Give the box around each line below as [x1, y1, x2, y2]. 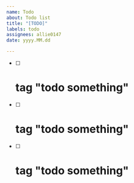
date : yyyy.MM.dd [6, 37, 51, 43]
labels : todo [6, 26, 40, 32]
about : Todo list [6, 15, 51, 21]
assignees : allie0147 [6, 32, 62, 38]
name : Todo [6, 9, 34, 15]
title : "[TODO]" [6, 20, 48, 26]
